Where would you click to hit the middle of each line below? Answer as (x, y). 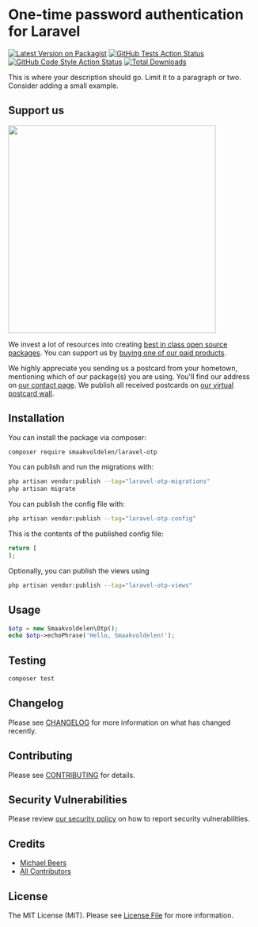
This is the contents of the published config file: (86, 534)
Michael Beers (43, 863)
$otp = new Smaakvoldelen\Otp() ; (63, 628)
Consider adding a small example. (63, 86)
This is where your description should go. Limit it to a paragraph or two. (125, 77)
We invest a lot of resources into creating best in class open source (118, 344)
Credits (27, 843)
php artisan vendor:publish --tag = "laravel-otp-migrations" (110, 481)
